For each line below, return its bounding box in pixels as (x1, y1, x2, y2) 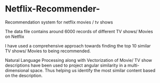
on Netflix (5, 34, 25, 39)
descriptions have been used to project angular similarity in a (5, 62, 127, 68)
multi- (127, 62, 139, 68)
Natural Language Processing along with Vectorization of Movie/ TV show (5, 57, 152, 63)
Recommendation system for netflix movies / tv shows (5, 19, 113, 25)
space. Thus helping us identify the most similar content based (30, 67, 156, 73)
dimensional (5, 67, 29, 73)
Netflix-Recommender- (5, 3, 100, 14)
